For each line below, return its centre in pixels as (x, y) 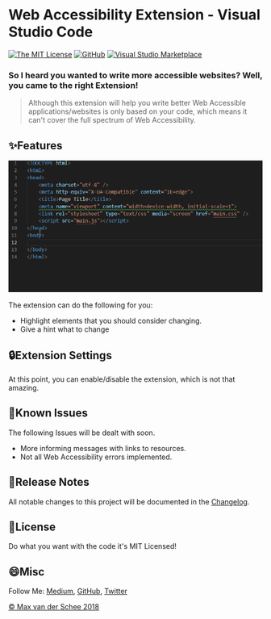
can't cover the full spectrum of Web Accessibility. (112, 120)
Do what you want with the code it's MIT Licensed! (93, 546)
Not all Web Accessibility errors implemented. (96, 457)
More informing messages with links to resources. (103, 448)
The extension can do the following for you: (81, 305)
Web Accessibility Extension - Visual (134, 15)
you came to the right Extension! (73, 85)
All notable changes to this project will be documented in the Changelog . (129, 501)
